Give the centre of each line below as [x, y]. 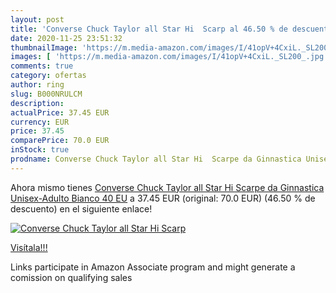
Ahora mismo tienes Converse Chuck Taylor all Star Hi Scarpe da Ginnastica [167, 187]
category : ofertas [48, 76]
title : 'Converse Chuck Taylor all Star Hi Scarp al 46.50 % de [149, 29]
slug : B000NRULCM [46, 94]
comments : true [42, 66]
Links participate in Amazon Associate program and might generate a [153, 267]
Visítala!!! [29, 247]
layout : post [37, 19]
